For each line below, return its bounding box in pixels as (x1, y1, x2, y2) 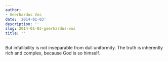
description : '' (5, 21, 39, 27)
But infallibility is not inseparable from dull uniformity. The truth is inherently (5, 45, 163, 50)
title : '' (5, 31, 26, 36)
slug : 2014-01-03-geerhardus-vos (5, 26, 76, 31)
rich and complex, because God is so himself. (5, 50, 100, 56)
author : (5, 7, 22, 13)
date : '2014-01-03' (5, 17, 47, 22)
